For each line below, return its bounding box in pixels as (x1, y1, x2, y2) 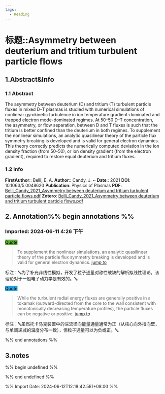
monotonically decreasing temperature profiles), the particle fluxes (17, 306, 153, 312)
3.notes (5, 351, 30, 360)
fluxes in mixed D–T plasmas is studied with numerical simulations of (5, 106, 145, 112)
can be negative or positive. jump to (17, 311, 90, 317)
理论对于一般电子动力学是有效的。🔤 (5, 276, 78, 282)
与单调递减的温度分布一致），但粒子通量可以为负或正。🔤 (5, 327, 119, 333)
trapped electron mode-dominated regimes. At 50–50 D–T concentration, (5, 117, 154, 123)
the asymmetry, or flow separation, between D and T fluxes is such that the (5, 122, 158, 128)
